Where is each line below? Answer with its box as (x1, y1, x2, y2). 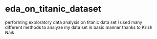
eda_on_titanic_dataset (5, 3, 102, 14)
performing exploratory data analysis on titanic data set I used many (5, 19, 143, 25)
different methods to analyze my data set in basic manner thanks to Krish (5, 24, 153, 30)
